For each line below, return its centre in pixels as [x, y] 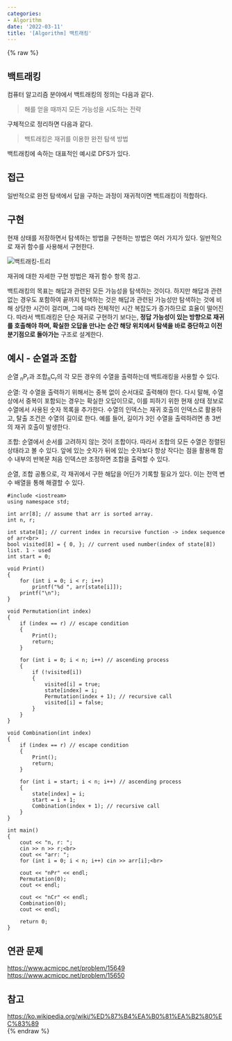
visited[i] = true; [72, 685]
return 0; [34, 922]
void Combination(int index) [49, 733]
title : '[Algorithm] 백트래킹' [50, 33]
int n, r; [22, 520]
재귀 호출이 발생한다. [42, 427]
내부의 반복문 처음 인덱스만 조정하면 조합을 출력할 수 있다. [92, 459]
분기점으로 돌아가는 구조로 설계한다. [56, 334]
